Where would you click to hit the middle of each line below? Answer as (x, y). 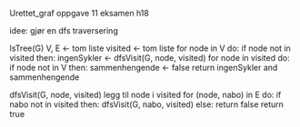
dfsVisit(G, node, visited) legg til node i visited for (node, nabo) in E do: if (145, 95)
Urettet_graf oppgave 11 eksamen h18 (80, 13)
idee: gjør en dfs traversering (64, 30)
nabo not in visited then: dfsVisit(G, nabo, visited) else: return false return (147, 104)
